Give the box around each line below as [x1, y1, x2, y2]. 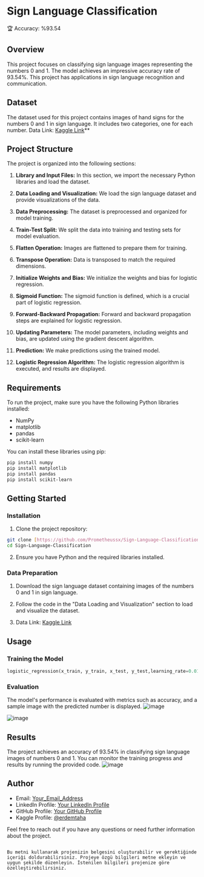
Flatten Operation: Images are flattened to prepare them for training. [15, 244, 187, 252]
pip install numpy [7, 460, 53, 466]
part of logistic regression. [15, 299, 82, 306]
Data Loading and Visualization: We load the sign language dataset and [15, 190, 197, 197]
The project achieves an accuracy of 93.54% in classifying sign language [7, 748, 190, 755]
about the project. [7, 832, 51, 839]
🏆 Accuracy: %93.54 [7, 24, 61, 31]
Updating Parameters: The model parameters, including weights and [15, 329, 188, 336]
